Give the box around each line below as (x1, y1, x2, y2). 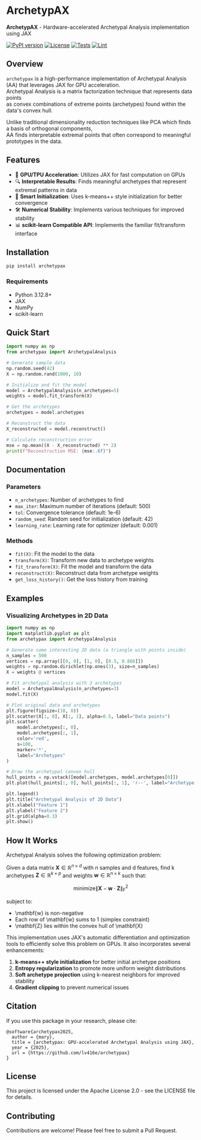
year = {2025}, (11, 1044, 50, 1051)
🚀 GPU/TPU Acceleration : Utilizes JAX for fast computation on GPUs (14, 171, 185, 178)
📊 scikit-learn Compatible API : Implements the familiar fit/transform (14, 221, 186, 228)
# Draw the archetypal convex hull (6, 769, 95, 775)
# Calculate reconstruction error (6, 437, 93, 443)
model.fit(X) (6, 691, 39, 697)
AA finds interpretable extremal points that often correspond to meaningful (6, 131, 191, 138)
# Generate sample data (6, 360, 66, 366)
